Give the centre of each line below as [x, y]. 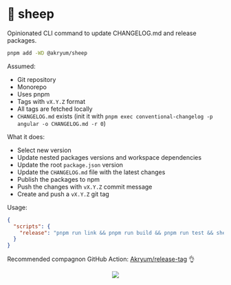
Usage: [17, 207]
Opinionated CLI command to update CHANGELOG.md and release [102, 33]
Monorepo [32, 87]
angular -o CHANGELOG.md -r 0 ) [62, 123]
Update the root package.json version [70, 165]
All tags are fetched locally [55, 109]
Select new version [44, 150]
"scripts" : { [32, 226]
